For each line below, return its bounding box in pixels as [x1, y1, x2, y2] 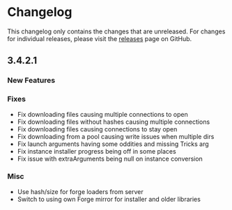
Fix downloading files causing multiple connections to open [17, 110, 188, 118]
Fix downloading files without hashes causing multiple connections [17, 118, 210, 126]
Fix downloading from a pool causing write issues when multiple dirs [17, 132, 215, 140]
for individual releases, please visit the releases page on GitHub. [7, 34, 192, 42]
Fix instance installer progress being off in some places [17, 147, 176, 155]
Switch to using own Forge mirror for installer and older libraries [17, 195, 201, 203]
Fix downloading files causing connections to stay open [17, 124, 178, 133]
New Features [7, 76, 56, 86]
